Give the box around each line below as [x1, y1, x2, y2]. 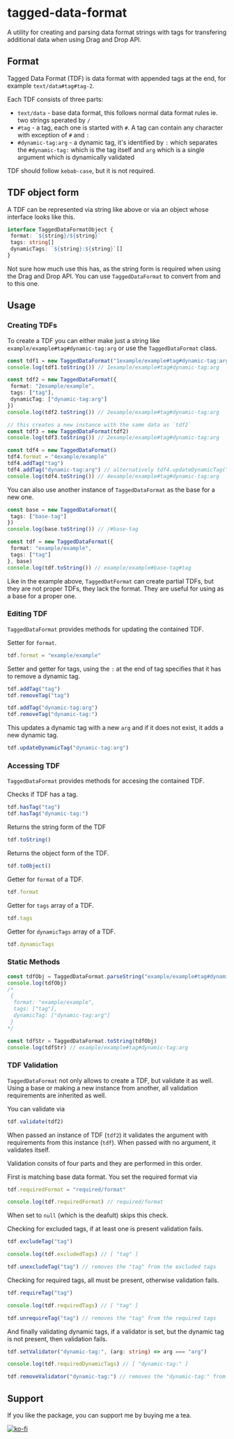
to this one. [7, 279, 40, 287]
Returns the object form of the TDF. [7, 848, 109, 857]
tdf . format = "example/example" [7, 652, 101, 659]
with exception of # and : [17, 130, 90, 139]
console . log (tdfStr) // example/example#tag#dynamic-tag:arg [7, 1044, 189, 1051]
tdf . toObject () [7, 862, 52, 869]
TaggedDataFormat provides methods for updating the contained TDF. [7, 625, 204, 633]
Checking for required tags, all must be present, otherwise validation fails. [7, 1276, 219, 1284]
